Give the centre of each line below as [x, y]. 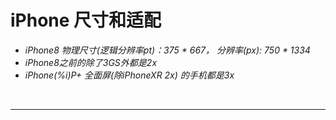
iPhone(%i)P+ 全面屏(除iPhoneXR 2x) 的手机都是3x [129, 75]
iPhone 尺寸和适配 [86, 20]
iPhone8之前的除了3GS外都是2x [91, 62]
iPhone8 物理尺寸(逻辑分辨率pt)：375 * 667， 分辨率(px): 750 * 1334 [167, 50]
